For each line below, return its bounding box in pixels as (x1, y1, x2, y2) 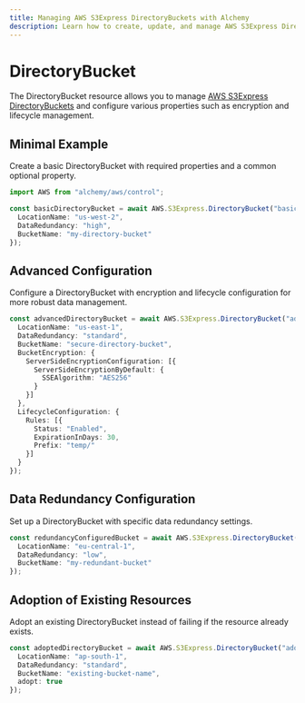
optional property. (9, 170, 77, 182)
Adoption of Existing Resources (9, 592, 192, 608)
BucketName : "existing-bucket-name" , (17, 668, 161, 678)
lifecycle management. (9, 110, 94, 121)
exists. (9, 626, 34, 637)
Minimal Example (9, 136, 109, 152)
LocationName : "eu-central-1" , (17, 541, 136, 550)
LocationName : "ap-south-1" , (17, 651, 128, 661)
